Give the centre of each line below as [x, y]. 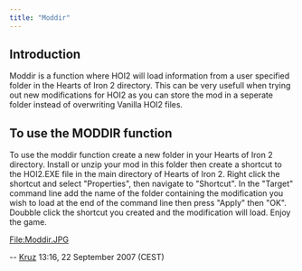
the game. [28, 222]
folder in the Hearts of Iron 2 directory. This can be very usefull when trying [150, 86]
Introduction [45, 55]
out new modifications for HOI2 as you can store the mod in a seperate [142, 95]
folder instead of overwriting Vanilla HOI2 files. [96, 105]
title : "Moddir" [40, 18]
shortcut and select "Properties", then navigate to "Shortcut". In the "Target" [151, 184]
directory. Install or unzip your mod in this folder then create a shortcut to [146, 164]
